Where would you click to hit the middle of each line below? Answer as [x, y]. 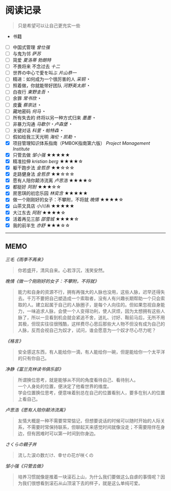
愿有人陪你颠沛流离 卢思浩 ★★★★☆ [52, 180]
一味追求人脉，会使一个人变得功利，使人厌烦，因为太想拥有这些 [94, 311]
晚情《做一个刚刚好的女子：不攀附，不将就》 [52, 281]
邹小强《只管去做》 [25, 466]
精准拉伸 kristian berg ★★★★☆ [48, 161]
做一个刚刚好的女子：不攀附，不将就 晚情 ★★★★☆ [68, 200]
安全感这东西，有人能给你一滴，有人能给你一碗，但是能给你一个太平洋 [91, 352]
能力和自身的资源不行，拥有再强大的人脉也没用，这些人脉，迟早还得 [89, 292]
